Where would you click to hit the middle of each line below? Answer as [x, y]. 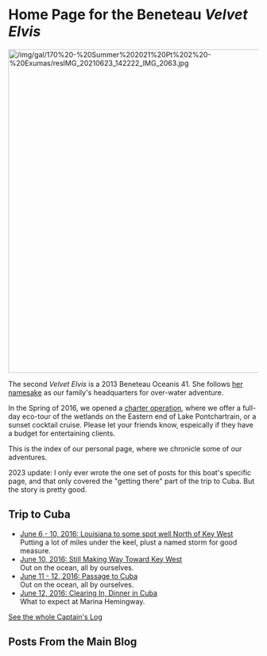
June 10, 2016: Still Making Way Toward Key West [101, 559]
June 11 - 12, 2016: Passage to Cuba [79, 576]
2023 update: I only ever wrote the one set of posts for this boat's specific [130, 472]
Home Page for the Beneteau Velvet [128, 15]
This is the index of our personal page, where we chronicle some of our [125, 448]
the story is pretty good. [48, 489]
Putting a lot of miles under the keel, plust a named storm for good [128, 542]
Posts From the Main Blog [73, 642]
